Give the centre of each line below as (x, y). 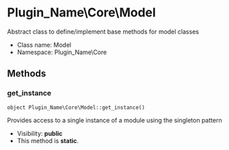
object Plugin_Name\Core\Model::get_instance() (76, 108)
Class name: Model (44, 45)
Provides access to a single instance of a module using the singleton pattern (114, 120)
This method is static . (48, 140)
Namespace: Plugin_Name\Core (62, 52)
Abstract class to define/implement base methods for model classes (103, 32)
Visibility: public (40, 133)
